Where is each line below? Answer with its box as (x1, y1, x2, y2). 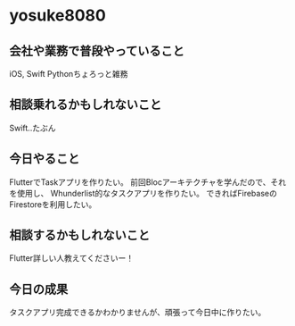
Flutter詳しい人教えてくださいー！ (9, 253, 135, 263)
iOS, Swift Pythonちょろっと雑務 (9, 69, 128, 79)
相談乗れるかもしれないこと (9, 97, 162, 113)
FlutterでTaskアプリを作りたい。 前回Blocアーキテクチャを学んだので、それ (9, 176, 287, 188)
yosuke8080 (9, 5, 107, 26)
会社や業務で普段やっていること (9, 43, 184, 58)
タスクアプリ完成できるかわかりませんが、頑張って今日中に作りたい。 (9, 307, 266, 318)
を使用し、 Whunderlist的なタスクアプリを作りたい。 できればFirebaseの (9, 188, 278, 198)
